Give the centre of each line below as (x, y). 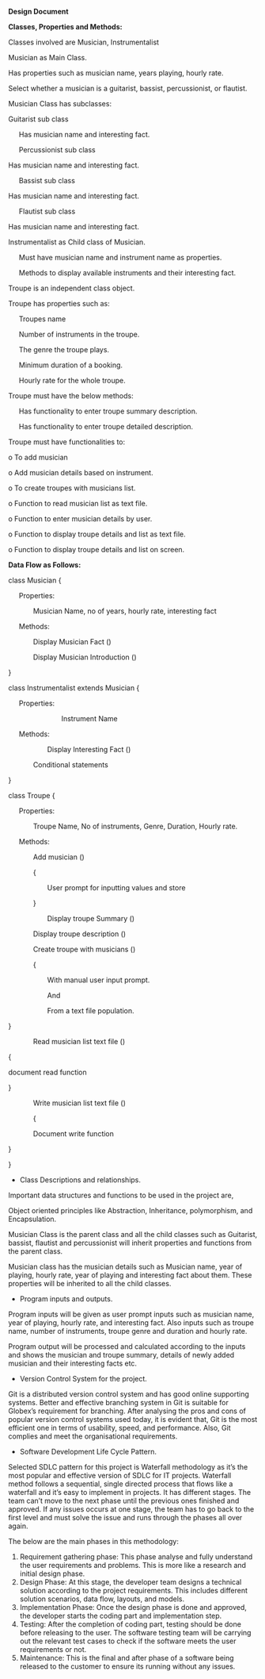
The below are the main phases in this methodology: (94, 1541)
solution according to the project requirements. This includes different (133, 1591)
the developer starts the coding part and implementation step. (121, 1616)
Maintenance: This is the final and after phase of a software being (127, 1658)
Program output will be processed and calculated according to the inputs (127, 1347)
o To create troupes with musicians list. (72, 488)
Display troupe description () (79, 934)
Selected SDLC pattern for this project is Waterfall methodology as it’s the (128, 1467)
